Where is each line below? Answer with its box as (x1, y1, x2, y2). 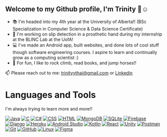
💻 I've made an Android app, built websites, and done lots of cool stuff (12, 42, 159, 48)
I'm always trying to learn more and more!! (5, 105, 92, 111)
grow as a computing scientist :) (12, 54, 79, 60)
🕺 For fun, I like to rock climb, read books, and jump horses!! (12, 59, 136, 65)
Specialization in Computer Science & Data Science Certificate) (12, 25, 143, 31)
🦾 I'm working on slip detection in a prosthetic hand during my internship (12, 31, 162, 37)
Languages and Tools (5, 89, 96, 100)
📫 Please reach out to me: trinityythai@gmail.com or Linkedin (5, 69, 133, 75)
